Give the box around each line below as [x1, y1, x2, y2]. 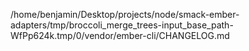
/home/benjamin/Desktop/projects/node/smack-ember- [10, 9, 240, 20]
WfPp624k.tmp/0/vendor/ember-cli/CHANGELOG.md [10, 30, 230, 41]
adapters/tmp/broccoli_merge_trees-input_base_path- [10, 19, 234, 31]
